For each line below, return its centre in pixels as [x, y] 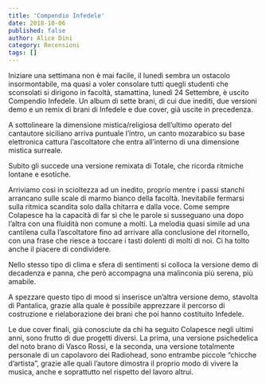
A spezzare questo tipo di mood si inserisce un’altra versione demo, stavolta [133, 297]
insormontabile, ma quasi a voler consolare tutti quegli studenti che [119, 84]
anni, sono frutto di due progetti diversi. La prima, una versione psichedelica [133, 338]
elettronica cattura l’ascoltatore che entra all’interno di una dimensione [124, 142]
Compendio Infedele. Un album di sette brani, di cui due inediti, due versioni [133, 101]
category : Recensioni [44, 46]
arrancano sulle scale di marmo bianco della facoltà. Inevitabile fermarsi [126, 198]
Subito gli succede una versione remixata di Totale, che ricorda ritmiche [126, 166]
